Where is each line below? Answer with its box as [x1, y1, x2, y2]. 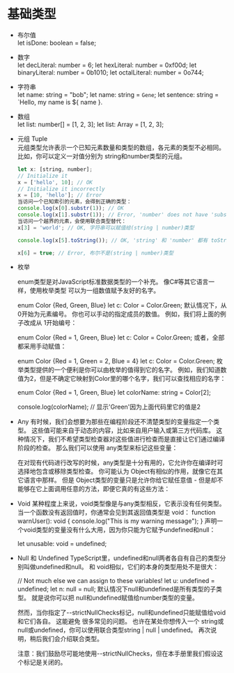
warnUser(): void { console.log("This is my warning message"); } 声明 [17, 517, 217, 525]
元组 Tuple [17, 134, 48, 143]
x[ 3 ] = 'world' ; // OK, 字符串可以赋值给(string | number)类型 [17, 224, 195, 231]
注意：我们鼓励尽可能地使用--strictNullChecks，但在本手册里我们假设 [17, 649, 217, 658]
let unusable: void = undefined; [17, 540, 107, 548]
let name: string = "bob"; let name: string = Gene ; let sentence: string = [17, 90, 219, 98]
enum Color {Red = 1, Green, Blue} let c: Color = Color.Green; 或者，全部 [17, 333, 225, 342]
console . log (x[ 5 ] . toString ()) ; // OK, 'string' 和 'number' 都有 [17, 236, 208, 244]
